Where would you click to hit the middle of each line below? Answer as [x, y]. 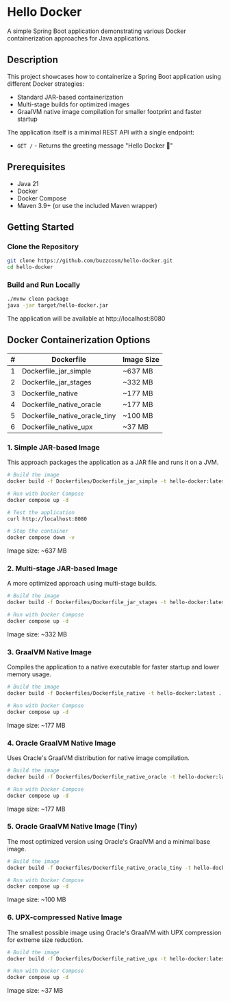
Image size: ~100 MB [37, 899]
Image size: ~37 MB [35, 991]
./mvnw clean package [38, 299]
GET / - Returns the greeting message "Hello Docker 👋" [95, 146]
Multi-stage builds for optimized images [73, 104]
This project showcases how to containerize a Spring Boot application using [114, 76]
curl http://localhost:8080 [47, 519]
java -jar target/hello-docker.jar [58, 306]
